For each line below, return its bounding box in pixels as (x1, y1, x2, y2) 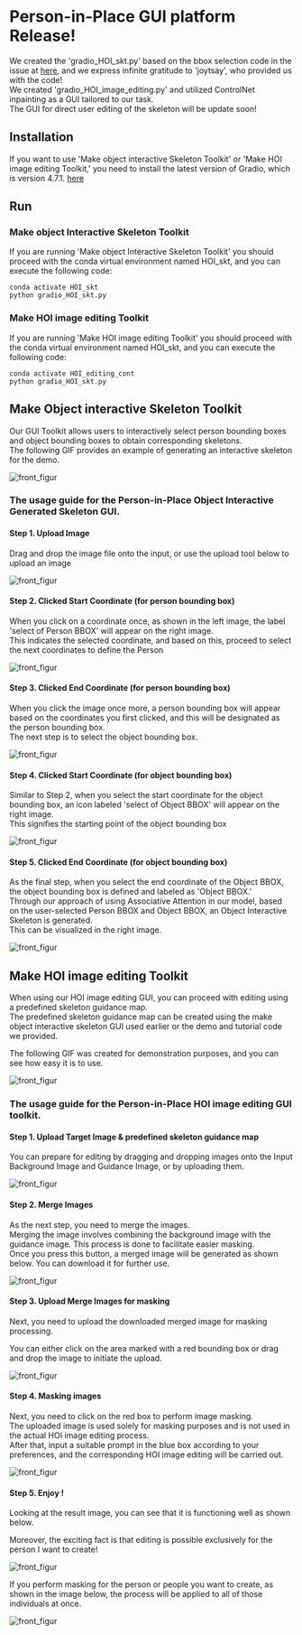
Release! (9, 25, 77, 46)
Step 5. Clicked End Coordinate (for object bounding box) (9, 856, 228, 868)
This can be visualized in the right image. (9, 924, 162, 935)
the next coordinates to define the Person (9, 644, 164, 655)
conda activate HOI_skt (9, 283, 99, 293)
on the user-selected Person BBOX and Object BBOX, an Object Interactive (9, 906, 288, 916)
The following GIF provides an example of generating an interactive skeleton (9, 444, 293, 455)
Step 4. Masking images (9, 1390, 102, 1401)
